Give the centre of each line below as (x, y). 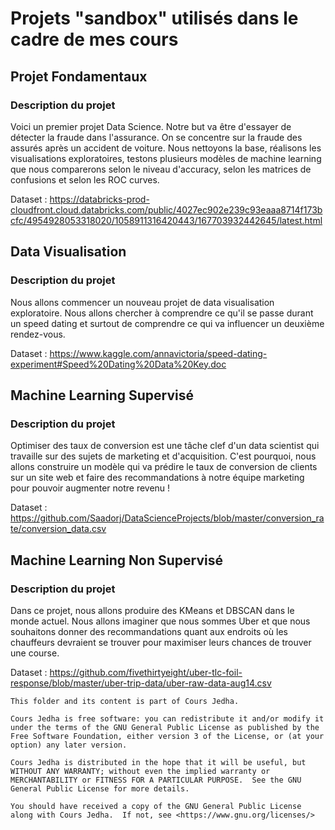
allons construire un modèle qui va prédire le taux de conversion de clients (164, 467)
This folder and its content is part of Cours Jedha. (125, 701)
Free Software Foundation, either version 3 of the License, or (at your (167, 736)
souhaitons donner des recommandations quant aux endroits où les (149, 631)
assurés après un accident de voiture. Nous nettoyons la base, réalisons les (166, 148)
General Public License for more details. (100, 788)
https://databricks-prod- (99, 199)
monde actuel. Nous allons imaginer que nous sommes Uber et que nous (160, 621)
